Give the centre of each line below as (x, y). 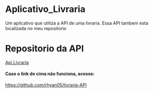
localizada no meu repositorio (36, 28)
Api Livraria (17, 62)
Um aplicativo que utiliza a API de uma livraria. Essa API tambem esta (77, 23)
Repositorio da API (45, 49)
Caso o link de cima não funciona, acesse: (50, 74)
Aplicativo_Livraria (45, 9)
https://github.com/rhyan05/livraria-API (46, 85)
